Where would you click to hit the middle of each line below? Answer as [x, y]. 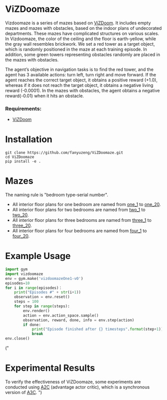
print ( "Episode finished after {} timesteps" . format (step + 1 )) [97, 329]
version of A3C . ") [24, 392]
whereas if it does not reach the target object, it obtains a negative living [79, 85]
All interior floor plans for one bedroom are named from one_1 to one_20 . [86, 204]
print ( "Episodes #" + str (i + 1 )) [47, 292]
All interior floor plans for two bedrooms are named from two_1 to [79, 210]
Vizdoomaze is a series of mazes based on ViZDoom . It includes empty [78, 23]
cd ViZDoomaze [20, 157]
